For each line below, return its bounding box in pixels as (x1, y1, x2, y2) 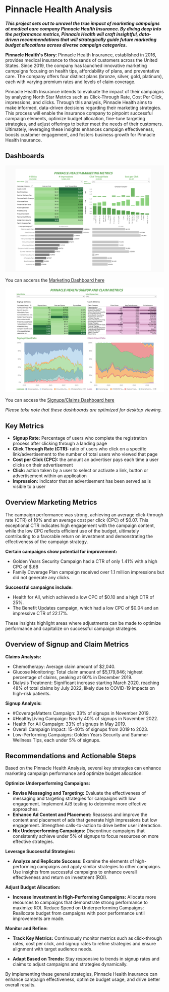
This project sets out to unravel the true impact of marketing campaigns (5, 20, 160, 26)
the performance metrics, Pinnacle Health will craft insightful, (5, 31, 138, 37)
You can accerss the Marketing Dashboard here (5, 277, 105, 283)
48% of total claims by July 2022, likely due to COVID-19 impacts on (12, 685, 155, 691)
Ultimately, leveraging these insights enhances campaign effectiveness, (5, 126, 154, 132)
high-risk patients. (12, 690, 51, 696)
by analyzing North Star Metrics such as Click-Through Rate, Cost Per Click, (5, 94, 163, 100)
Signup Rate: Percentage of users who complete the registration (12, 435, 147, 441)
